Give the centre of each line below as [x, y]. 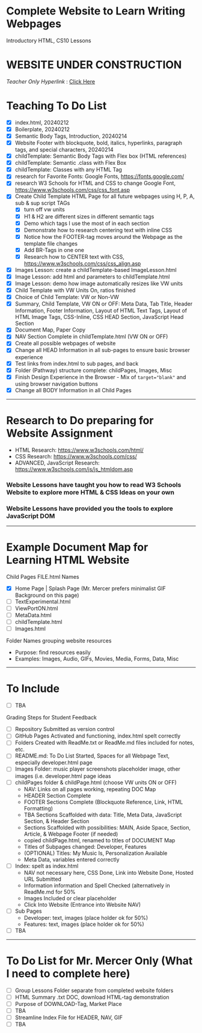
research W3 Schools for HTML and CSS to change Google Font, [95, 183]
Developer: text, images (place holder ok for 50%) [86, 917]
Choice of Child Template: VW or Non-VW [67, 297]
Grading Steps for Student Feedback [52, 718]
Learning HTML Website [68, 560]
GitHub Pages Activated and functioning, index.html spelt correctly [98, 736]
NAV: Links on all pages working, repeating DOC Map [90, 789]
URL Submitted [43, 879]
